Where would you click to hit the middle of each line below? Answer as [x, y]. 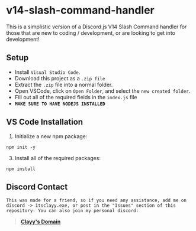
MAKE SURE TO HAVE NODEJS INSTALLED [60, 104]
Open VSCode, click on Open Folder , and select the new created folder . [102, 91]
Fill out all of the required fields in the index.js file [76, 97]
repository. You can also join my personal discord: [73, 211]
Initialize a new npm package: [51, 136]
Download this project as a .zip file [60, 78]
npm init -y [21, 147]
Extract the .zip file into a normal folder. [64, 84]
